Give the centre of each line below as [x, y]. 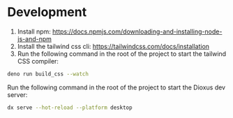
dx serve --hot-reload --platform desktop [70, 108]
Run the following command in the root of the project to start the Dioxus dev [116, 87]
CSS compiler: [38, 61]
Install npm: [34, 31]
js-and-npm [35, 38]
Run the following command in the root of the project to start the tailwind [122, 54]
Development [47, 12]
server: [17, 94]
